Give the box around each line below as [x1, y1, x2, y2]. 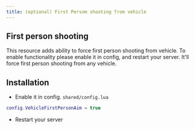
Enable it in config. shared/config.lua [14, 93, 109, 101]
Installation [6, 77, 49, 87]
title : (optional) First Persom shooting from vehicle [6, 8, 147, 15]
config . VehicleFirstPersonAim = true [6, 105, 101, 112]
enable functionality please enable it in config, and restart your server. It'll [6, 54, 190, 61]
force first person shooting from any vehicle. [6, 60, 117, 67]
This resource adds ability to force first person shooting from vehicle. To [6, 47, 186, 54]
